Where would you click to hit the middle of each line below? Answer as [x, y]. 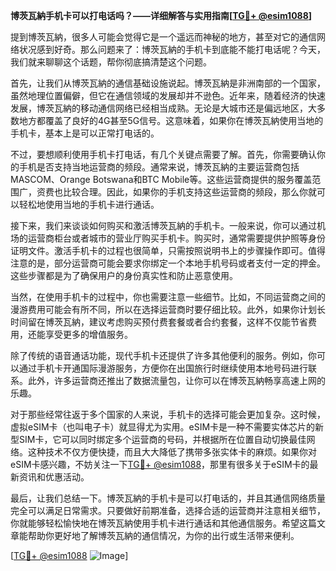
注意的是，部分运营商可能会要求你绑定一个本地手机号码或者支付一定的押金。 [168, 263]
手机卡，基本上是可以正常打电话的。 [85, 133]
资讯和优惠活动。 [54, 477]
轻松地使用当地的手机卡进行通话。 [89, 204]
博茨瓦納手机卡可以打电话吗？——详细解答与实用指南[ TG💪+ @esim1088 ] [161, 15]
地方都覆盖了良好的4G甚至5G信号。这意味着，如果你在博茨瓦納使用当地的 [171, 120]
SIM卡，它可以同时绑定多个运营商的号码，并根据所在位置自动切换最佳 [162, 439]
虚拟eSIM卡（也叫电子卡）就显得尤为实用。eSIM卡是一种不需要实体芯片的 [163, 427]
